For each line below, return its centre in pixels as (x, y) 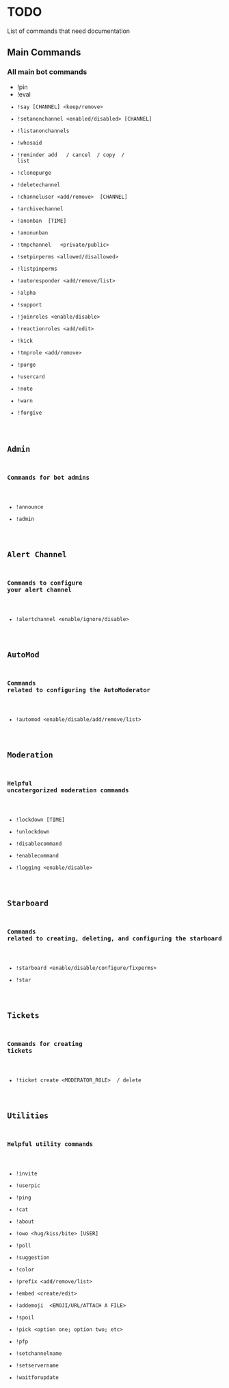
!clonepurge (34, 173)
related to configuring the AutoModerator (79, 690)
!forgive (29, 413)
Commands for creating (45, 1044)
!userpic (28, 1185)
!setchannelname (39, 1353)
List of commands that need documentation (69, 31)
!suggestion (33, 1257)
